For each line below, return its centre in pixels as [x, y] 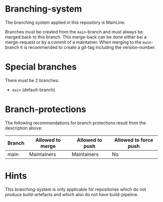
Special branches [41, 67]
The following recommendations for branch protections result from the [76, 123]
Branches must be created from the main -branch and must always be [74, 32]
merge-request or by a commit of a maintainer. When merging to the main [78, 42]
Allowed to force [134, 140]
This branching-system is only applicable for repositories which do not [76, 189]
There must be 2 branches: [32, 80]
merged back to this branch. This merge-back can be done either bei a [76, 37]
